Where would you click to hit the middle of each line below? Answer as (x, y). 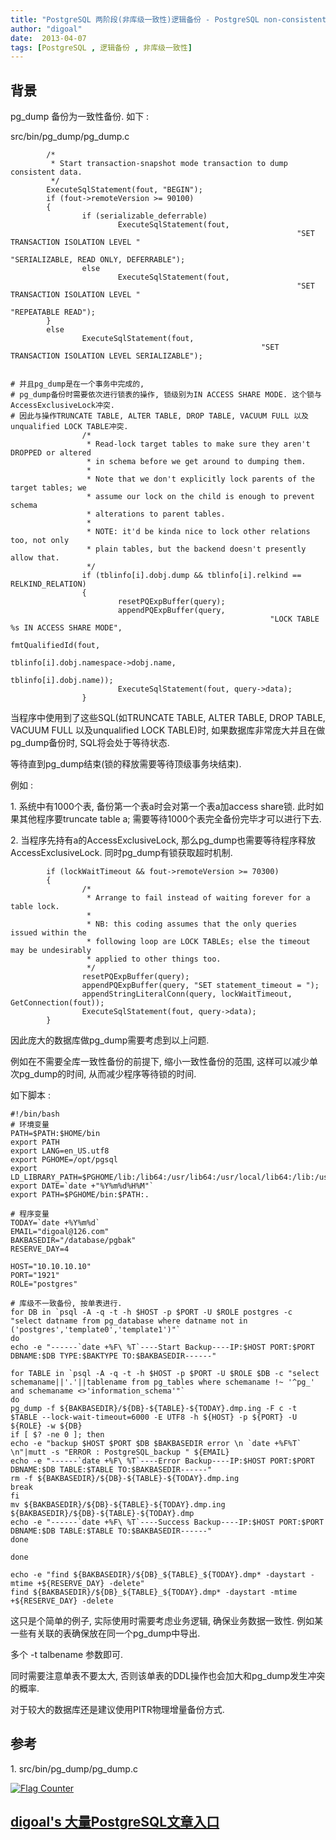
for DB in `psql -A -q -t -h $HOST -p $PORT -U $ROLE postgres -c (151, 1312)
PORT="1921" (35, 1276)
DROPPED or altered (51, 453)
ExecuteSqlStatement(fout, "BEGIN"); (124, 190)
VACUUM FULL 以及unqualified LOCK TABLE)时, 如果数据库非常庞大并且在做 (168, 730)
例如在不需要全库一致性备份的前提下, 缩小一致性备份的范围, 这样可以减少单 (164, 1062)
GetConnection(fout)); (57, 1003)
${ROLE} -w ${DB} (46, 1426)
